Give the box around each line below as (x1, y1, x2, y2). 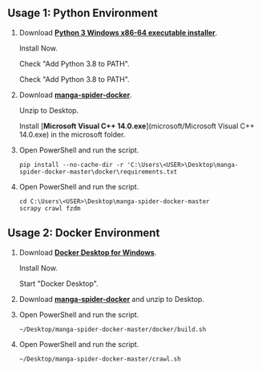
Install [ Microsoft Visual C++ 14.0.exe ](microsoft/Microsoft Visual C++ (18, 120, 255, 131)
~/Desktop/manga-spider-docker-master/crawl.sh (18, 355, 181, 363)
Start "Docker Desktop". (18, 279, 99, 288)
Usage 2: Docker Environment (7, 226, 160, 240)
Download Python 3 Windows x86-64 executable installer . (18, 27, 218, 37)
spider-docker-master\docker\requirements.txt (18, 168, 178, 176)
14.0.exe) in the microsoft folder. (18, 129, 126, 139)
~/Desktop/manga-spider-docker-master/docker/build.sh (18, 325, 207, 333)
